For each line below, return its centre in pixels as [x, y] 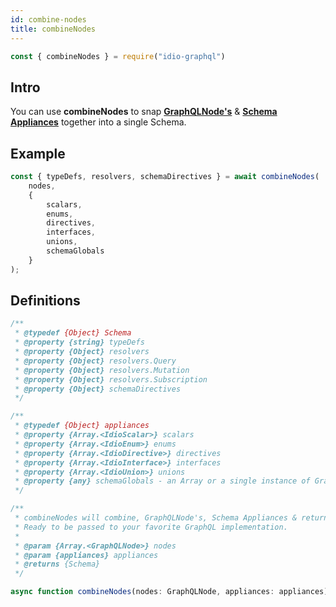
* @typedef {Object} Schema [73, 333]
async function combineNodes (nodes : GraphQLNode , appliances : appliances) [169, 592]
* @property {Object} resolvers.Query [95, 361]
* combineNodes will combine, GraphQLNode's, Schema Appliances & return [171, 518]
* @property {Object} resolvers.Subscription [111, 379]
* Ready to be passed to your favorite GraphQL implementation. [151, 527]
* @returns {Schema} [57, 564]
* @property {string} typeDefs [79, 342]
